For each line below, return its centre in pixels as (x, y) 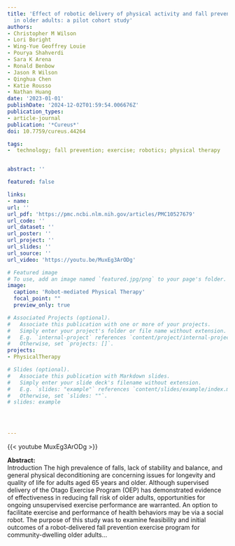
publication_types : (36, 112)
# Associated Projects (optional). (59, 318)
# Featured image (33, 272)
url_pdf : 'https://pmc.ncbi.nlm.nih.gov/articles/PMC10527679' (101, 214)
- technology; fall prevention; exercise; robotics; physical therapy (114, 151)
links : (17, 194)
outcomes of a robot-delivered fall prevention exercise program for (104, 528)
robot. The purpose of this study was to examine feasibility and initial (107, 520)
